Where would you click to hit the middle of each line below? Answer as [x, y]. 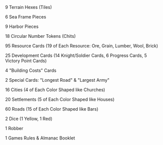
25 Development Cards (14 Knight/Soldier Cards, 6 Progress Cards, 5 [76, 55]
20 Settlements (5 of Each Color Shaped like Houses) [60, 99]
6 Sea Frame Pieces [26, 17]
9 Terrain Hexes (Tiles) [29, 7]
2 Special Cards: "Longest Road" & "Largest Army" [57, 80]
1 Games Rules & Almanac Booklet [40, 138]
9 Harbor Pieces [22, 26]
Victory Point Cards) [26, 61]
